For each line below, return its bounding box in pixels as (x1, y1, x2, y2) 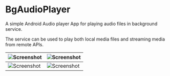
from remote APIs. (5, 41, 44, 47)
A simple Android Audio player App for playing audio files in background (5, 21, 158, 27)
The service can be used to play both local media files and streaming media (5, 36, 165, 42)
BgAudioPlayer (5, 4, 71, 15)
